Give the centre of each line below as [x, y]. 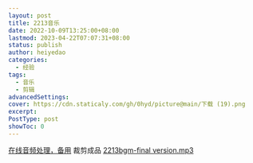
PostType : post [34, 119]
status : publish [35, 45]
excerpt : [23, 112]
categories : [28, 60]
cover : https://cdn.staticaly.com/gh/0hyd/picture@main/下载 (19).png [127, 104]
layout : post [30, 16]
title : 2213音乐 [34, 23]
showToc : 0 [26, 126]
